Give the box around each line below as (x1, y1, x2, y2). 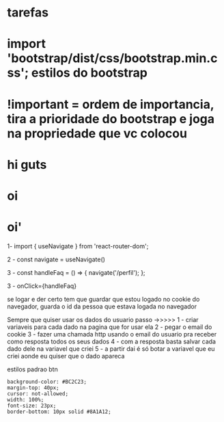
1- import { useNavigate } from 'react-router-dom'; (7, 241, 149, 250)
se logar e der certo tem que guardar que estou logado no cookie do (7, 295, 200, 303)
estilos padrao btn (7, 365, 58, 373)
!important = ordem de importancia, (7, 96, 214, 112)
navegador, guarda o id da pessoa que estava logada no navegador (7, 302, 197, 311)
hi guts (7, 157, 47, 172)
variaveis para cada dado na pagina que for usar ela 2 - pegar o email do (7, 323, 212, 331)
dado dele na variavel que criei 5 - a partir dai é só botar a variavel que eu (7, 344, 215, 353)
